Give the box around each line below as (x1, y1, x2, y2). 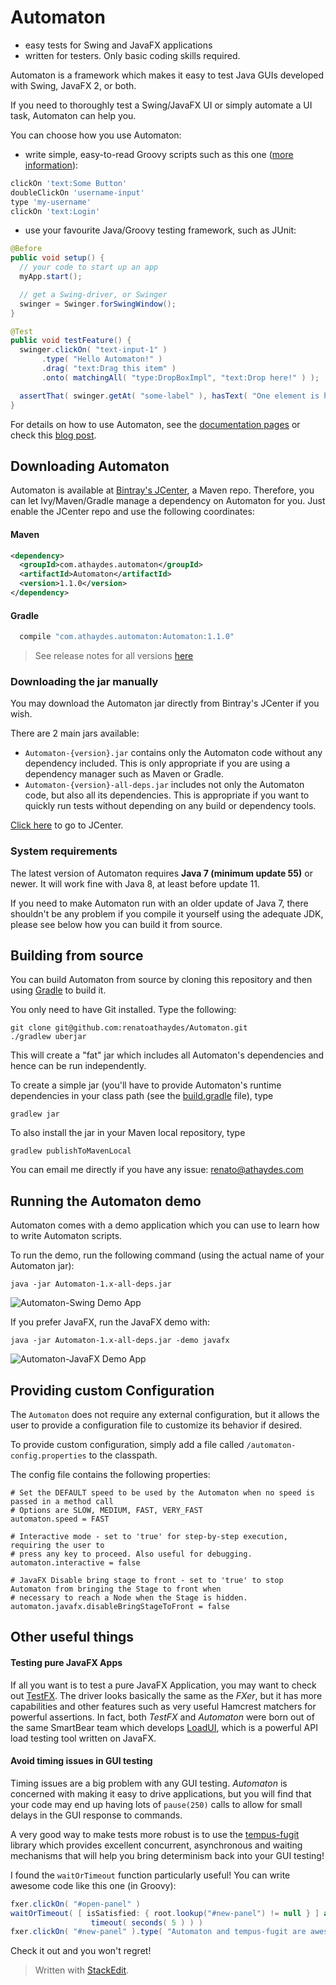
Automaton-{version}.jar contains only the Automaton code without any (24, 747, 323, 759)
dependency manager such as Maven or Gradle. (24, 768, 224, 780)
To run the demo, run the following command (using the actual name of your (10, 1249, 325, 1261)
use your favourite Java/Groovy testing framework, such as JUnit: (24, 224, 297, 236)
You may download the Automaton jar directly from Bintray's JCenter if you (10, 697, 320, 710)
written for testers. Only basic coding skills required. (24, 49, 241, 61)
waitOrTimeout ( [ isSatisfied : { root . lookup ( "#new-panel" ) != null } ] (10, 1908, 320, 1918)
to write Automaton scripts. (10, 1230, 123, 1242)
